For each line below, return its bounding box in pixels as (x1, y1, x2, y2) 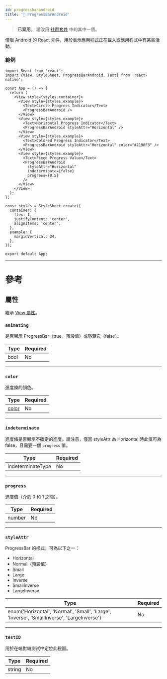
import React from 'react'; (5, 68, 64, 73)
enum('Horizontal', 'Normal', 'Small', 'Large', (7, 608, 111, 615)
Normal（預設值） (12, 561, 50, 567)
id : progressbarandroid (5, 7, 55, 12)
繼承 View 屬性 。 (5, 309, 40, 315)
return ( (9, 90, 28, 95)
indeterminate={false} (27, 168, 75, 173)
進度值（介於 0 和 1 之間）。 (5, 494, 61, 500)
